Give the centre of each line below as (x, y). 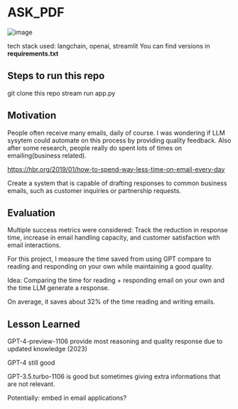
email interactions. (34, 245)
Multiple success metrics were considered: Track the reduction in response (118, 230)
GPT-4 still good (31, 363)
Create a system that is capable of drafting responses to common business (117, 183)
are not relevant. (31, 384)
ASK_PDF (36, 12)
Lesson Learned (44, 324)
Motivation (32, 116)
